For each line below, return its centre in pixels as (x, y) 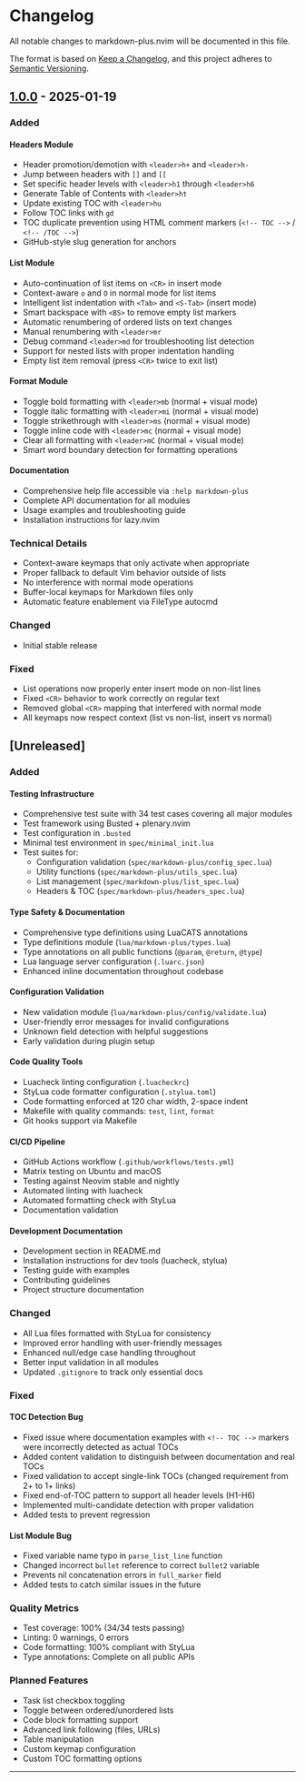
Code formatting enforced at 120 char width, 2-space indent (135, 1102)
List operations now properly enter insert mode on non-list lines (142, 689)
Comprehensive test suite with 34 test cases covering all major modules (157, 814)
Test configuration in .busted (77, 833)
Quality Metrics (44, 1608)
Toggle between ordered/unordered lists (98, 1710)
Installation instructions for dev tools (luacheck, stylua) (125, 1261)
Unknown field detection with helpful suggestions (115, 1031)
